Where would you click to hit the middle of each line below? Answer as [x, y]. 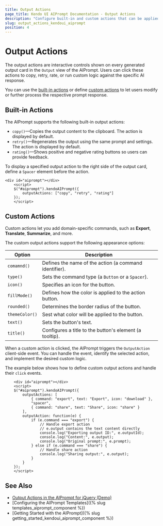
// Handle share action [64, 450]
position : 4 [17, 28]
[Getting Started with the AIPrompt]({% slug [56, 513]
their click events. [24, 373]
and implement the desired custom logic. [46, 358]
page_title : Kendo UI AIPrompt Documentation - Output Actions [70, 14]
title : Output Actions [28, 9]
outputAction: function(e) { [52, 416]
